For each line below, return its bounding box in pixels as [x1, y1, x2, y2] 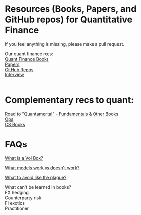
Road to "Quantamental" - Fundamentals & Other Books [5, 111, 119, 117]
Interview [5, 72, 24, 77]
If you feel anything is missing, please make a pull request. [5, 41, 125, 47]
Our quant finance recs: [5, 51, 53, 57]
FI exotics [5, 200, 25, 206]
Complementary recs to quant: [5, 94, 134, 106]
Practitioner [5, 205, 29, 211]
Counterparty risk [5, 195, 41, 201]
